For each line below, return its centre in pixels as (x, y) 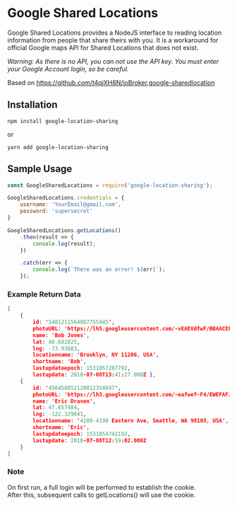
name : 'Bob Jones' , (61, 335)
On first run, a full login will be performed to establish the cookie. (102, 487)
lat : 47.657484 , (56, 408)
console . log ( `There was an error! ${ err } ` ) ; (99, 270)
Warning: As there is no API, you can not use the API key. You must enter (113, 61)
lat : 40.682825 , (56, 342)
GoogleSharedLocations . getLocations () (64, 230)
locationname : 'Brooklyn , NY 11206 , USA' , (96, 355)
